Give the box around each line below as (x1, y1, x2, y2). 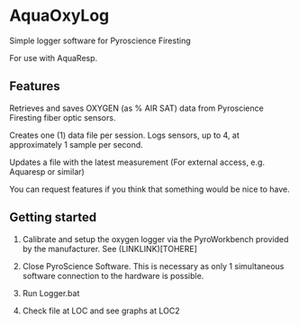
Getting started (9, 210, 97, 225)
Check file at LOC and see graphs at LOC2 (22, 305, 180, 316)
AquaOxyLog (9, 5, 110, 26)
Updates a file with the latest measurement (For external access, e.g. (9, 157, 266, 167)
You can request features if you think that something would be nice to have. (9, 184, 290, 194)
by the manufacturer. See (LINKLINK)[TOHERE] (22, 243, 198, 254)
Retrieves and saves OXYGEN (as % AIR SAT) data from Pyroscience (9, 103, 264, 113)
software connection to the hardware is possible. (22, 270, 204, 281)
